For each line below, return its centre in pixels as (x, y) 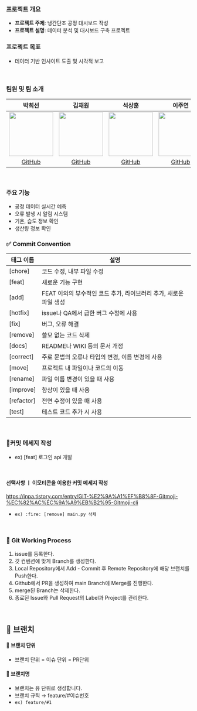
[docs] (18, 346)
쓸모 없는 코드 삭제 (66, 335)
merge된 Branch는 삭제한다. (47, 590)
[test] (17, 412)
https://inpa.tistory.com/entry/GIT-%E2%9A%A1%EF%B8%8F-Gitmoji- (92, 496)
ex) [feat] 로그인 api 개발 (43, 457)
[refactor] (23, 401)
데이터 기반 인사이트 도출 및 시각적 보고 (59, 61)
